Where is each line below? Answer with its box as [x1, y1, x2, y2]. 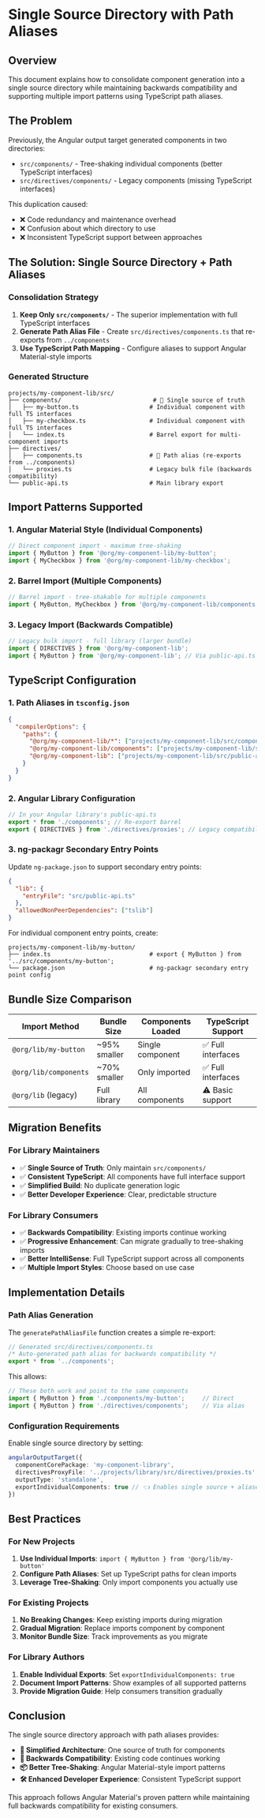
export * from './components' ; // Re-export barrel [8, 818, 181, 826]
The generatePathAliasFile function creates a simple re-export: [8, 1328, 216, 1337]
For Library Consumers [8, 1209, 99, 1220]
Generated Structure [8, 371, 89, 382]
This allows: [8, 1372, 47, 1381]
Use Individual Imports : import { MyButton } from [19, 1554, 185, 1564]
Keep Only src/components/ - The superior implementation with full [19, 309, 238, 319]
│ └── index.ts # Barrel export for [8, 430, 217, 439]
